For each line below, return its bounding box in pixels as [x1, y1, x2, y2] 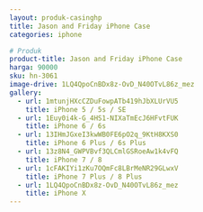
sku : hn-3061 [9, 71, 58, 81]
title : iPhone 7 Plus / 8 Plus [25, 172, 143, 181]
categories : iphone [9, 30, 83, 39]
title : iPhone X [25, 189, 87, 198]
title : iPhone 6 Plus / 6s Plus [25, 139, 146, 148]
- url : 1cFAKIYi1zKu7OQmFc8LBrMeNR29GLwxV [17, 163, 179, 172]
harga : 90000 [9, 63, 58, 72]
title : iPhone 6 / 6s [25, 122, 106, 131]
